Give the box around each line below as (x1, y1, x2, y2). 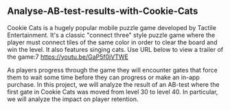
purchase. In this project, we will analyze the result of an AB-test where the (7, 80, 220, 88)
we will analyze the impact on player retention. (7, 95, 139, 103)
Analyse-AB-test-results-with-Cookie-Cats (7, 5, 198, 17)
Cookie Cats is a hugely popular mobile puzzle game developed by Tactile (7, 23, 216, 31)
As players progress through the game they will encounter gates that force (7, 66, 218, 74)
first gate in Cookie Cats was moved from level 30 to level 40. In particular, (7, 87, 218, 96)
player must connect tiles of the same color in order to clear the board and (7, 38, 218, 46)
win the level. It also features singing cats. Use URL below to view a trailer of (7, 45, 224, 53)
